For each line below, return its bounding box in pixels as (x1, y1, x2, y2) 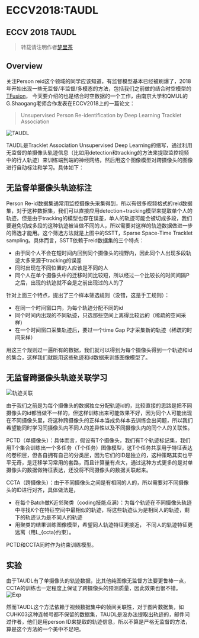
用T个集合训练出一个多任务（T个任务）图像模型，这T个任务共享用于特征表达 (6, 444, 193, 451)
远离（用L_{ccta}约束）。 (14, 528, 75, 536)
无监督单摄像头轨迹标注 (6, 183, 92, 193)
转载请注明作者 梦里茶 (20, 44, 73, 50)
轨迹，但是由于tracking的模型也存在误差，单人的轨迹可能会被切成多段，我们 (6, 214, 192, 222)
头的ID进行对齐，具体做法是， (6, 486, 79, 493)
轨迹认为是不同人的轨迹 (25, 514, 83, 521)
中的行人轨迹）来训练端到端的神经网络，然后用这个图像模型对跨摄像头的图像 (6, 156, 193, 163)
